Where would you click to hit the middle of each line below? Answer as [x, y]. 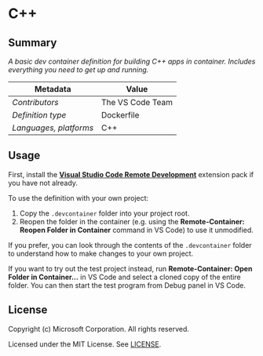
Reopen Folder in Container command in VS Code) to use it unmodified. [136, 230]
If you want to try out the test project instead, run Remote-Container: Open [130, 268]
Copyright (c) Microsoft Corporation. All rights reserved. [99, 329]
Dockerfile [120, 115]
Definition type [39, 115]
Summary [33, 43]
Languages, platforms [53, 128]
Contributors [35, 102]
